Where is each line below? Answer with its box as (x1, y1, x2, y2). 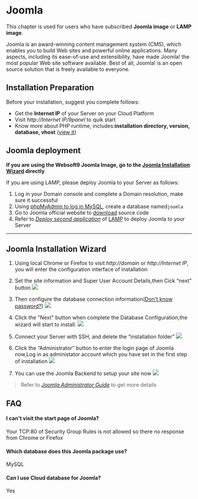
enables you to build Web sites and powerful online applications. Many (6, 46, 178, 54)
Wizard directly (6, 167, 45, 174)
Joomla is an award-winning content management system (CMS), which (6, 41, 181, 48)
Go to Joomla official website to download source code (14, 209, 149, 216)
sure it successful (14, 197, 58, 204)
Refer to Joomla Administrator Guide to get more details (20, 381, 157, 388)
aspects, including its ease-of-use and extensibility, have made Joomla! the (6, 53, 190, 60)
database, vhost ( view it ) (14, 128, 77, 135)
